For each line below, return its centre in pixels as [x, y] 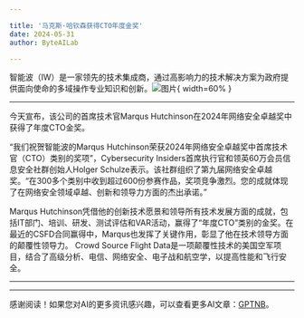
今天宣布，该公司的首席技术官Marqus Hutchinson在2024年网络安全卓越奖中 [151, 116]
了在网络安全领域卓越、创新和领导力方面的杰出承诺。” [109, 192]
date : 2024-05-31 [42, 34]
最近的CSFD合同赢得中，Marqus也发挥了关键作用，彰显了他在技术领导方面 [149, 234]
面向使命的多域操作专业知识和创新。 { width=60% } [124, 89]
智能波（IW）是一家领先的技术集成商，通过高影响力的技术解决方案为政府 [145, 77]
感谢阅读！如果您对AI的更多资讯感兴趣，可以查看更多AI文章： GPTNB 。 [142, 304]
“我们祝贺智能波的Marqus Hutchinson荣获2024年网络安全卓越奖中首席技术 [148, 147]
